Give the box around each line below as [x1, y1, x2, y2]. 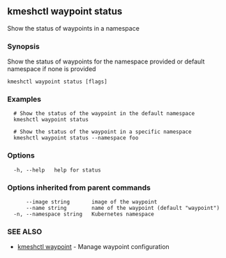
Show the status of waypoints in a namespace [7, 24, 140, 32]
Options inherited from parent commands [7, 183, 151, 192]
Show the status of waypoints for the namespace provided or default [7, 57, 205, 66]
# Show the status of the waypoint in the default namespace [13, 110, 195, 117]
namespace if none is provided [7, 65, 96, 73]
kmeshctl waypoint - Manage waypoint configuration [17, 243, 169, 251]
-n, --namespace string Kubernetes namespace [13, 211, 155, 218]
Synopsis [7, 41, 40, 51]
